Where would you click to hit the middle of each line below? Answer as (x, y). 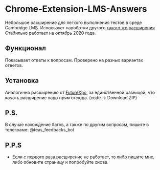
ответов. (14, 65)
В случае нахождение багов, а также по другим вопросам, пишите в (77, 125)
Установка (22, 81)
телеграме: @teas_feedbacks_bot (40, 130)
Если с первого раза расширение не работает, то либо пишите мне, (83, 157)
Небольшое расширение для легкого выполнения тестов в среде (74, 22)
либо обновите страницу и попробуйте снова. (60, 162)
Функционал (26, 48)
